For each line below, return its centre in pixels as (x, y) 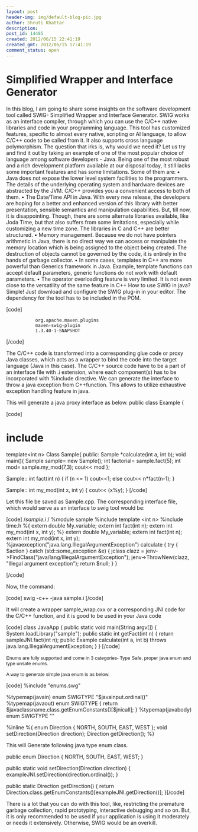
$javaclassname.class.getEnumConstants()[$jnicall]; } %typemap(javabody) (99, 709)
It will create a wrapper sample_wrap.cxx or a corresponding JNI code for (96, 609)
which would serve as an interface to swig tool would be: (75, 507)
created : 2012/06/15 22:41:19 (43, 39)
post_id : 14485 (25, 34)
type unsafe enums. (27, 663)
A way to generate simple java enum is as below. (58, 674)
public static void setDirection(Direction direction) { (69, 768)
